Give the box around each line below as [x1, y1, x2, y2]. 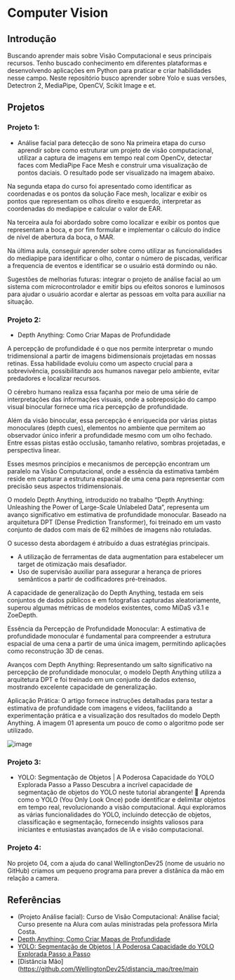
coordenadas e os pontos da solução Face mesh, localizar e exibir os [7, 189, 208, 198]
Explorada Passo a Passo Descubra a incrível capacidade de [17, 781, 193, 789]
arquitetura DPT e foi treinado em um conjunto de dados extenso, [7, 675, 196, 683]
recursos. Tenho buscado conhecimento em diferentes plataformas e [7, 59, 208, 67]
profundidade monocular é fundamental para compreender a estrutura [7, 631, 211, 640]
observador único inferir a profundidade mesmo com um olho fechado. [7, 431, 213, 439]
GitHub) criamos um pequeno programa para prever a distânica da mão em [7, 866, 224, 875]
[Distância [17, 958, 47, 966]
